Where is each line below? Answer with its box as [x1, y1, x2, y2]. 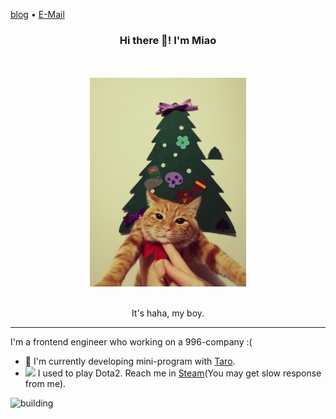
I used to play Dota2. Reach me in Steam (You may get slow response [37, 367, 322, 379]
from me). [24, 377, 67, 389]
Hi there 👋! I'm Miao [119, 33, 217, 47]
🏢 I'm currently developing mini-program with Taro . [24, 355, 236, 367]
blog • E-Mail [10, 9, 65, 20]
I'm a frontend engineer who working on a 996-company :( [10, 335, 253, 348]
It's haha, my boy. [131, 307, 205, 319]
